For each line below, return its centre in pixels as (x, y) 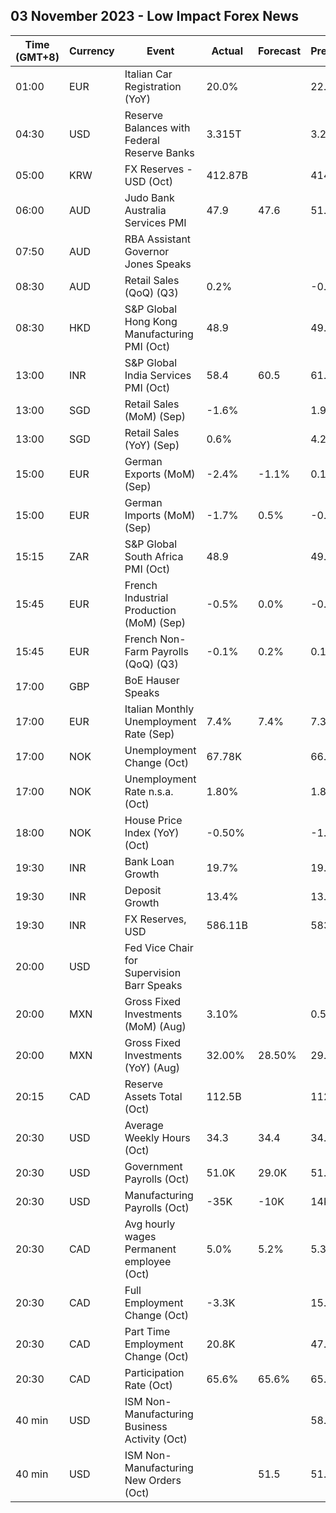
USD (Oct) (148, 181)
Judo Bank (149, 197)
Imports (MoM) (160, 515)
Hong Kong (151, 321)
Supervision (153, 972)
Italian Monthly (159, 709)
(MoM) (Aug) (155, 1026)
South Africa (154, 556)
